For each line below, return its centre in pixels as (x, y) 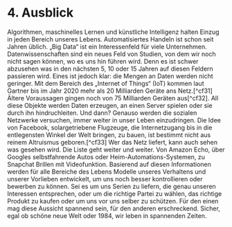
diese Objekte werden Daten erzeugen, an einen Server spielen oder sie (110, 105)
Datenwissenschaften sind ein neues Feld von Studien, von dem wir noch (111, 54)
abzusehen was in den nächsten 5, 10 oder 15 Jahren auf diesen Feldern (110, 69)
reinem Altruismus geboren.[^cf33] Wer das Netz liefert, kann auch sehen (113, 142)
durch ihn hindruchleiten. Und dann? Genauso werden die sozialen (102, 113)
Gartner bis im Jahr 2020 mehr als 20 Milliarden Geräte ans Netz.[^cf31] (110, 91)
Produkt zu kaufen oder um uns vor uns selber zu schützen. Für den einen (113, 201)
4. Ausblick (41, 13)
